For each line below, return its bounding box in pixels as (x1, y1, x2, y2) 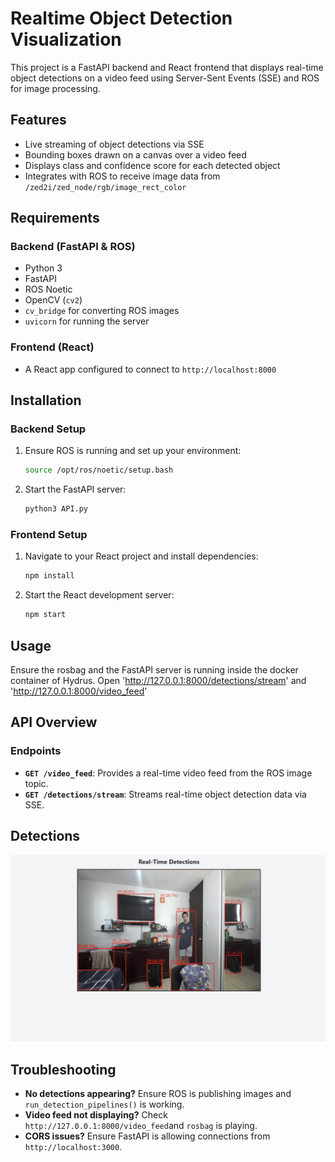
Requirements (10, 210, 100, 227)
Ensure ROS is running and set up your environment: (24, 445, 242, 457)
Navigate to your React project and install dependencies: (24, 550, 259, 562)
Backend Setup (10, 422, 87, 436)
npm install (24, 571, 75, 581)
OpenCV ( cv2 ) (24, 294, 83, 306)
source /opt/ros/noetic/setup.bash (24, 465, 174, 476)
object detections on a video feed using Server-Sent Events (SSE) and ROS (10, 72, 320, 84)
